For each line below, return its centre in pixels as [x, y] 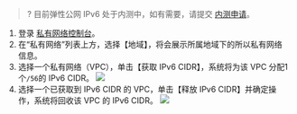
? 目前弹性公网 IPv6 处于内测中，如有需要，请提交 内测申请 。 [140, 14]
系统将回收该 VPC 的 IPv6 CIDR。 [96, 101]
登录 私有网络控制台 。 [59, 33]
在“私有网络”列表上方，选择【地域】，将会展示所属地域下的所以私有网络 [150, 44]
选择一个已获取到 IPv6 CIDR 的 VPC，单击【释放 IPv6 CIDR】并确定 [143, 89]
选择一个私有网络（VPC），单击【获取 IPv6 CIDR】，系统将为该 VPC [142, 67]
